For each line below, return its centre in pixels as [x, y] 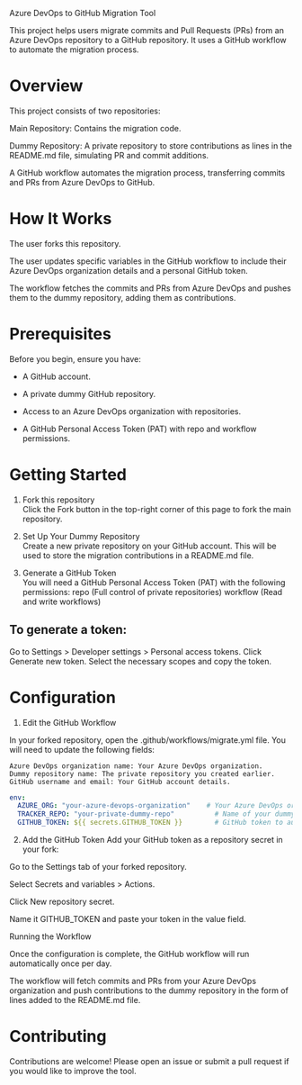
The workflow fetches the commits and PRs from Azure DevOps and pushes [151, 288]
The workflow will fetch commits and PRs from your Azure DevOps [133, 981]
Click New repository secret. [62, 901]
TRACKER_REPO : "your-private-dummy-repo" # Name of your [144, 814]
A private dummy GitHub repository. [89, 393]
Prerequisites [61, 335]
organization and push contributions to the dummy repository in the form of [149, 990]
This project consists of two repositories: [85, 111]
